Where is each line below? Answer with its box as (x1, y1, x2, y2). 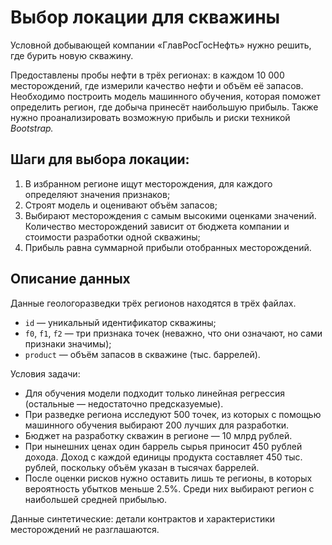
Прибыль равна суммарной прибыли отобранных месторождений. (24, 241, 312, 253)
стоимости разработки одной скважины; (24, 231, 201, 243)
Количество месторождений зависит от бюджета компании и (24, 220, 290, 232)
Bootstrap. (10, 122, 54, 134)
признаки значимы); (24, 337, 112, 350)
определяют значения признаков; (24, 188, 171, 200)
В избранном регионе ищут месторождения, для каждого (24, 177, 273, 190)
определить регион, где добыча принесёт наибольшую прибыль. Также (10, 101, 319, 113)
